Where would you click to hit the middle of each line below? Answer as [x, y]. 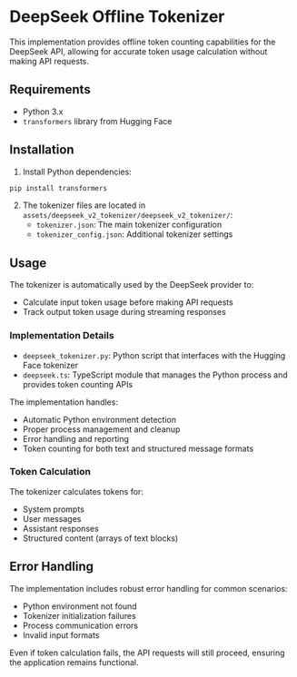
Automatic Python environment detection [99, 419]
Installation [42, 150]
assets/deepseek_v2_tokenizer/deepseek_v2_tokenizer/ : [128, 215]
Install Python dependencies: [77, 172]
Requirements [50, 89]
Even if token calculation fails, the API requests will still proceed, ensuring [147, 652]
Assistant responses [61, 528]
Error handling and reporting [76, 438]
